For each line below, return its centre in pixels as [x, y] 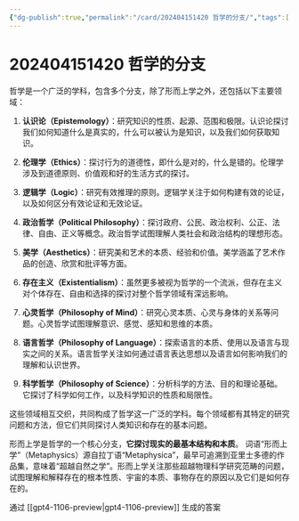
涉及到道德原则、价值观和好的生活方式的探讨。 [108, 173]
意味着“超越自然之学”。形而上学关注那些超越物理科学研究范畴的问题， [161, 466]
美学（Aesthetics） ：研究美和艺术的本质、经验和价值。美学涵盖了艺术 [150, 252]
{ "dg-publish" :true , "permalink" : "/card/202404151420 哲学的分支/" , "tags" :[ [149, 17]
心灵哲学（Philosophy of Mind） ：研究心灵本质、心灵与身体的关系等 [146, 312]
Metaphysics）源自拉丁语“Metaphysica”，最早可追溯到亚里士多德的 [153, 454]
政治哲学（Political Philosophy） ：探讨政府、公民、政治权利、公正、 [147, 222]
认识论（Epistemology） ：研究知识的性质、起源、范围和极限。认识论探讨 [155, 120]
